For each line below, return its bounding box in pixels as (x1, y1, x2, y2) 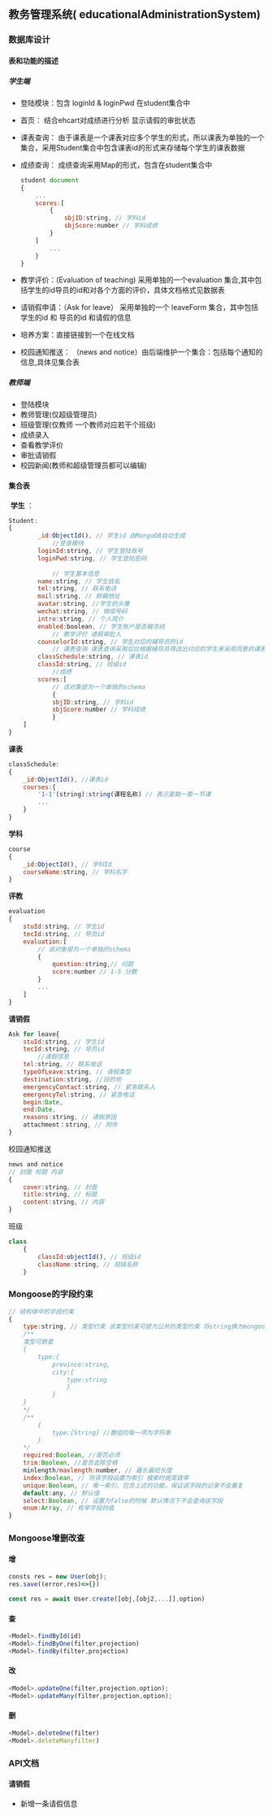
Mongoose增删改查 (8, 1532, 85, 1544)
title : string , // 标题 (23, 1191, 97, 1199)
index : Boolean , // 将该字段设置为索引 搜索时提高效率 (23, 1474, 189, 1482)
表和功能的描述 (8, 55, 58, 65)
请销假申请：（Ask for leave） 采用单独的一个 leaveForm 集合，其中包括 (19, 303, 258, 312)
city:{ (51, 1368, 75, 1376)
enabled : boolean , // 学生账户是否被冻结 (37, 622, 165, 630)
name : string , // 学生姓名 (37, 577, 120, 586)
